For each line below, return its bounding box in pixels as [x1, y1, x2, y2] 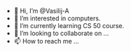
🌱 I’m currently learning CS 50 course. [13, 22, 125, 30]
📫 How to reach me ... [13, 37, 79, 45]
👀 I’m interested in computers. [13, 14, 101, 22]
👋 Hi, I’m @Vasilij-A [13, 7, 69, 15]
